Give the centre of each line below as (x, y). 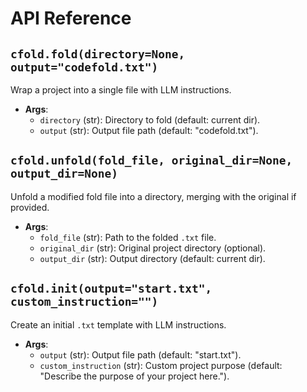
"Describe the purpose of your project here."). (134, 376)
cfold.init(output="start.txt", (111, 289)
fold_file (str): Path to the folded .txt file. (128, 237)
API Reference (71, 18)
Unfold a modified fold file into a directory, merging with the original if (153, 196)
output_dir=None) (64, 174)
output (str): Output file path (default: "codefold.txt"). (149, 130)
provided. (30, 207)
